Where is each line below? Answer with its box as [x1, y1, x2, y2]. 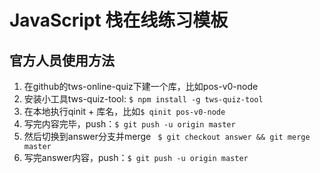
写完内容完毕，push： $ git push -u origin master [23, 118, 236, 130]
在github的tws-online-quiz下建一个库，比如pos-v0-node [23, 81, 259, 92]
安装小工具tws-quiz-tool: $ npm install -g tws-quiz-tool [23, 93, 264, 105]
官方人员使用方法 [9, 52, 115, 69]
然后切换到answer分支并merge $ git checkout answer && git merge [23, 131, 311, 142]
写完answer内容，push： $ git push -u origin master [23, 152, 249, 163]
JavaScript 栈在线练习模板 [9, 9, 229, 32]
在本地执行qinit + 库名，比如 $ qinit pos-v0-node [23, 106, 226, 117]
